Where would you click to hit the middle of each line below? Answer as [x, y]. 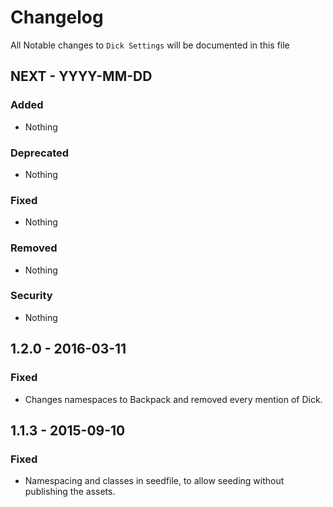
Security [31, 296]
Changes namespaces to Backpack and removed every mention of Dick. [173, 399]
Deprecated [40, 153]
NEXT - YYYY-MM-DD [81, 76]
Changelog [57, 17]
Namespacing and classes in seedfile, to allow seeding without [154, 481]
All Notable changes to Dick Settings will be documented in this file [150, 45]
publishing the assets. [70, 492]
